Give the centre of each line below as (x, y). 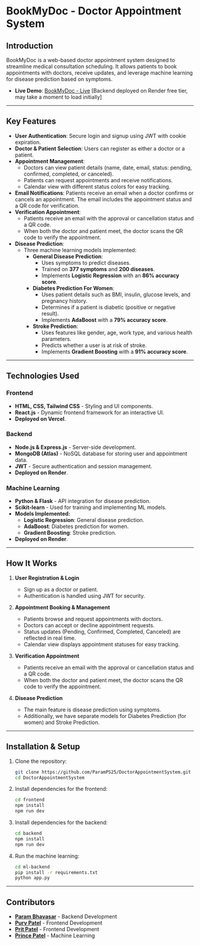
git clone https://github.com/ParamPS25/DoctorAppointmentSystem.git (103, 772)
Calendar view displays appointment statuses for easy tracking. (101, 644)
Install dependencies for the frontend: (61, 789)
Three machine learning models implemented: (80, 250)
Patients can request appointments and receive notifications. (98, 180)
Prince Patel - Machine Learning (55, 935)
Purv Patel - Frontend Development (59, 923)
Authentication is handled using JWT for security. (84, 596)
